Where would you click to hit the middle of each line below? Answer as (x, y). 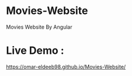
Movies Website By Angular (39, 27)
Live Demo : (35, 51)
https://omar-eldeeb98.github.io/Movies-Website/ (66, 67)
